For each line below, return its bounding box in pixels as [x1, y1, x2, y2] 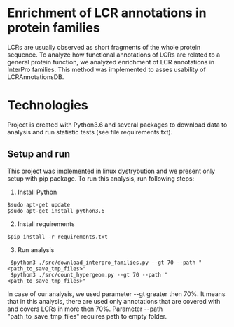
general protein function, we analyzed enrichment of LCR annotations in [7, 57, 215, 66]
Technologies [7, 97, 89, 113]
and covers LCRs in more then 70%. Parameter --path [7, 305, 163, 313]
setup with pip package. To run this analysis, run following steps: [7, 174, 195, 183]
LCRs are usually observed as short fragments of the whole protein [7, 43, 201, 51]
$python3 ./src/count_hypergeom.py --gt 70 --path [10, 271, 161, 278]
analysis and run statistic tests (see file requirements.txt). [7, 127, 173, 136]
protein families [7, 20, 100, 36]
